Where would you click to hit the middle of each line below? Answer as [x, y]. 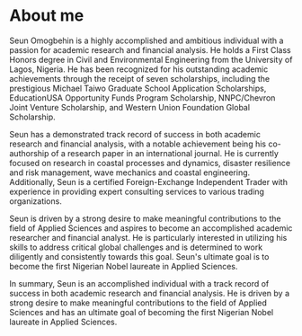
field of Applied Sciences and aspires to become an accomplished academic [151, 228]
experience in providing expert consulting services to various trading [137, 191]
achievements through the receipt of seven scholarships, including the [140, 78]
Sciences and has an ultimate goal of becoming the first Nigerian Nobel [142, 312]
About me [47, 16]
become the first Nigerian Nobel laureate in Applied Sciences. [124, 266]
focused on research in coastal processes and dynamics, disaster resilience [150, 163]
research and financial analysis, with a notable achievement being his [138, 144]
